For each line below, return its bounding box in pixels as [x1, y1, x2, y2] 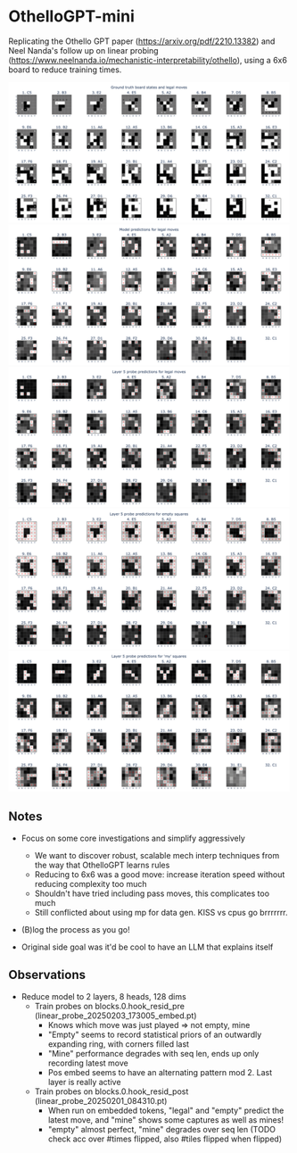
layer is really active [47, 1076, 121, 1087]
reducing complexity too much [34, 878, 147, 889]
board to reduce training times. [8, 64, 122, 75]
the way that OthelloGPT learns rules [34, 859, 170, 870]
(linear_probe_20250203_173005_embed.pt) [34, 1010, 197, 1021]
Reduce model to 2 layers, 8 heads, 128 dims [21, 991, 186, 1001]
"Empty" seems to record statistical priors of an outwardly [47, 1029, 262, 1040]
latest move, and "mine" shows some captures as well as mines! [47, 1114, 285, 1125]
